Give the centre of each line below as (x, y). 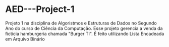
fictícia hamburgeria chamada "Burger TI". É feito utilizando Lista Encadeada (85, 33)
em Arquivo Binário (25, 39)
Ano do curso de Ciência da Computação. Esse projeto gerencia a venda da (84, 28)
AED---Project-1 (40, 9)
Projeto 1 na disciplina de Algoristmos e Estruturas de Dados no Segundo (81, 23)
